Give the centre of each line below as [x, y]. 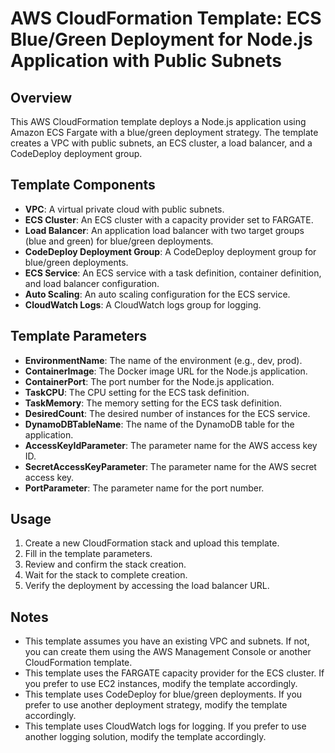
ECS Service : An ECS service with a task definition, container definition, [173, 273]
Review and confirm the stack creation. [105, 564]
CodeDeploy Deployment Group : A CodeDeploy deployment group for [170, 251]
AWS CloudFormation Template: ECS [166, 18]
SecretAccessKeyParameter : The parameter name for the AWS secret [170, 466]
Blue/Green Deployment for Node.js [161, 39]
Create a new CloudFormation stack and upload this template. [152, 543]
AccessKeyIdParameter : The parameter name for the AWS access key [171, 445]
